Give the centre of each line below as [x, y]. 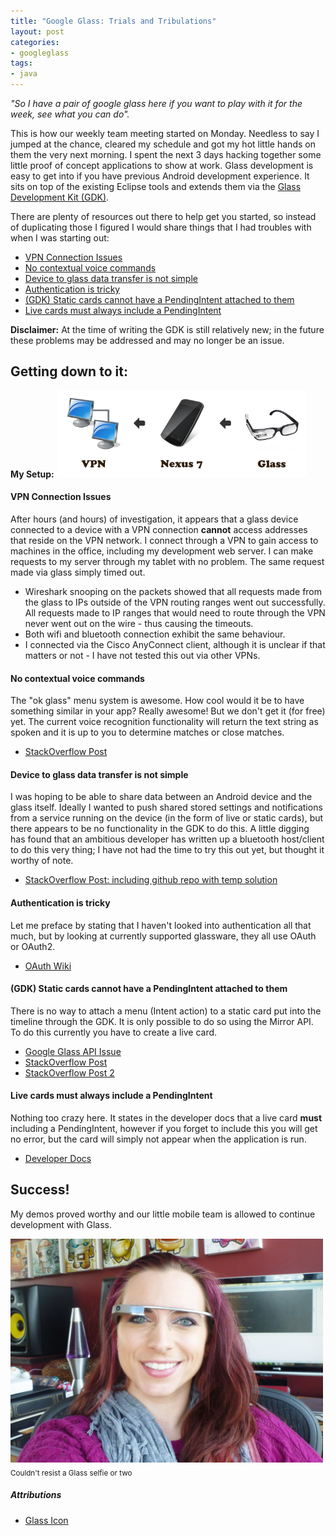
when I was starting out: [60, 238]
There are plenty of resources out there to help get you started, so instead [163, 216]
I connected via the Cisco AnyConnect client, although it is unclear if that [175, 644]
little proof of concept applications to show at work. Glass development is [162, 165]
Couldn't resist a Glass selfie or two [71, 1473]
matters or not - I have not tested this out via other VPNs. [142, 655]
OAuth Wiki [48, 966]
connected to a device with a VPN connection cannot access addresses [159, 529]
